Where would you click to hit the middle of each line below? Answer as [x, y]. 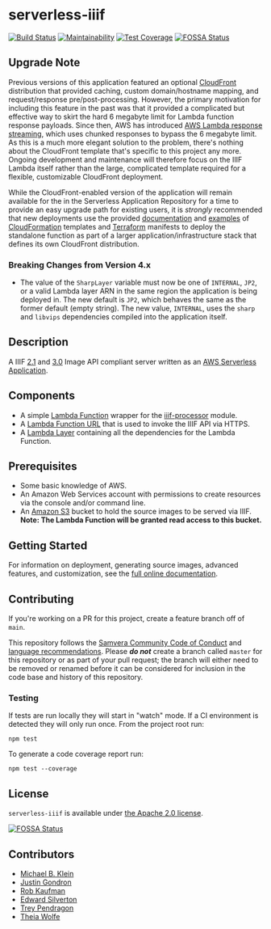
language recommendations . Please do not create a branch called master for [135, 652]
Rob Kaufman [43, 891]
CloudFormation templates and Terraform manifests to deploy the [117, 226]
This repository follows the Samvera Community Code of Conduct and [125, 643]
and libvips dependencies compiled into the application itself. [123, 317]
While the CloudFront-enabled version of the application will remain [120, 192]
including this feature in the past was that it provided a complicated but [127, 108]
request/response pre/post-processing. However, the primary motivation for [135, 99]
